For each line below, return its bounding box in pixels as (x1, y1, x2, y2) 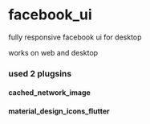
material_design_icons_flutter (8, 106, 110, 116)
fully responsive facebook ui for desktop (8, 32, 142, 42)
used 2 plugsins (8, 68, 72, 79)
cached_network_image (8, 88, 91, 97)
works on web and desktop (8, 48, 99, 57)
